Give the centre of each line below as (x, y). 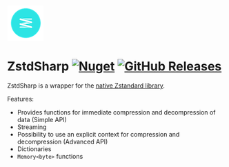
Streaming (32, 127)
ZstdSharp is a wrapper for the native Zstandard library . (86, 86)
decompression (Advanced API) (62, 141)
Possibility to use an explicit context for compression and (98, 134)
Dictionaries (34, 149)
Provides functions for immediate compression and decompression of (116, 112)
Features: (21, 99)
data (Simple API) (42, 119)
